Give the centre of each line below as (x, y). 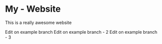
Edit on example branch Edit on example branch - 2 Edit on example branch (81, 32)
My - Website (33, 9)
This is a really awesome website (38, 22)
